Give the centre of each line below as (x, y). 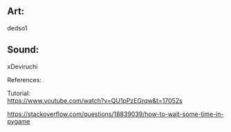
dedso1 (17, 28)
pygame (19, 121)
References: (24, 79)
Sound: (23, 50)
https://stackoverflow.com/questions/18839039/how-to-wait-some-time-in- (115, 114)
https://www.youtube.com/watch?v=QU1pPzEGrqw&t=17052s (95, 100)
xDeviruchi (22, 66)
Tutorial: (19, 93)
